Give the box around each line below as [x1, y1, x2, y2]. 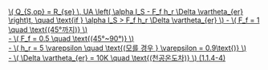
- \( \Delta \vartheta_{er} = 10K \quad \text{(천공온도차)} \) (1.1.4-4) [8, 53, 226, 62]
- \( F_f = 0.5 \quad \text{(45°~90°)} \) [8, 34, 135, 43]
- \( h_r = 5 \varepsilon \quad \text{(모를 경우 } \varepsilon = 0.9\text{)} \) [8, 43, 247, 52]
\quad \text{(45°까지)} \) [8, 25, 88, 34]
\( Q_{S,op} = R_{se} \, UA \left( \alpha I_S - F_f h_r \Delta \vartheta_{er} [8, 7, 244, 16]
